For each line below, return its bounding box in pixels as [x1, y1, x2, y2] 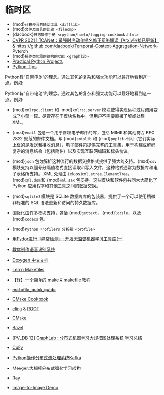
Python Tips [12, 63, 37, 69]
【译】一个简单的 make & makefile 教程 [12, 277, 91, 283]
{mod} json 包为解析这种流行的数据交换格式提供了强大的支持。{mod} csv [12, 158, 157, 164]
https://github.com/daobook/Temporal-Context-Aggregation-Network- [16, 43, 159, 49]
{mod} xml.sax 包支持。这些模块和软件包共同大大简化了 [46, 177, 158, 183]
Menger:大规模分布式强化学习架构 [12, 365, 81, 371]
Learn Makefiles [12, 266, 45, 272]
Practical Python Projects [12, 58, 63, 64]
